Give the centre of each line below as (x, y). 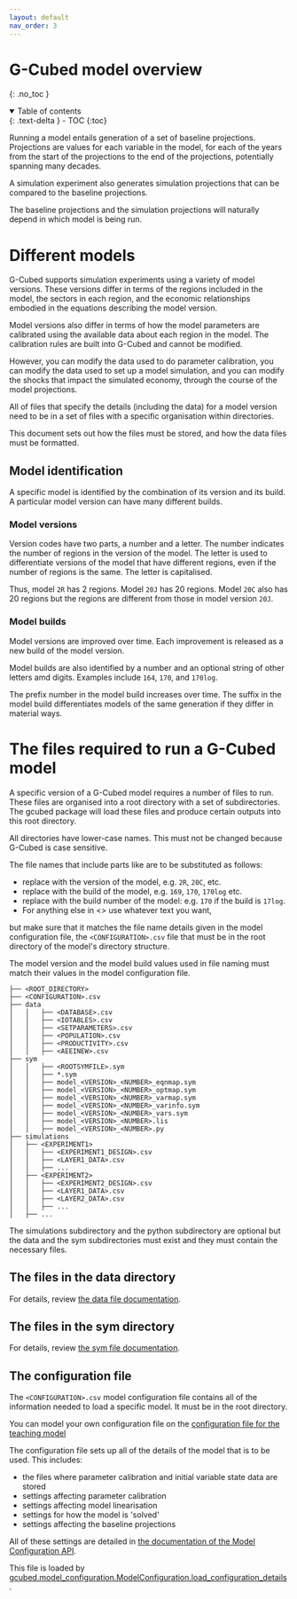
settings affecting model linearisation (90, 1506)
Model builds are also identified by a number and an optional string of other (147, 667)
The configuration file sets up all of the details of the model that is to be (140, 1451)
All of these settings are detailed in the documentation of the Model (132, 1541)
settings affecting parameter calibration (94, 1496)
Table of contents (49, 111)
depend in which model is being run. (76, 219)
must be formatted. (44, 443)
